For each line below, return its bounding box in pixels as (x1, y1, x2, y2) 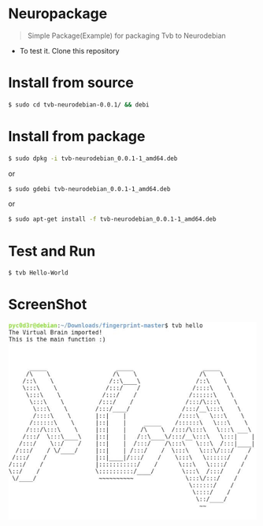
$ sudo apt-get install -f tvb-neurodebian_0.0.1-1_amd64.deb (8, 215, 217, 223)
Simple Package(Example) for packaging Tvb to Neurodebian (27, 31, 226, 40)
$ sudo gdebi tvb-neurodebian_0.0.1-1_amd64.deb (8, 185, 171, 193)
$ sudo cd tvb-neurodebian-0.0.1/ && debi (8, 100, 150, 109)
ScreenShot (8, 296, 87, 314)
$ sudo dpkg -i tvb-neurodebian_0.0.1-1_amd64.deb (8, 155, 178, 162)
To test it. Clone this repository (19, 46, 120, 55)
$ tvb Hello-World (8, 269, 69, 277)
